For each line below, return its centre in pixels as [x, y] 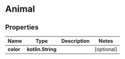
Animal [20, 9]
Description [75, 41]
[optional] [106, 49]
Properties [22, 27]
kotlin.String [42, 49]
